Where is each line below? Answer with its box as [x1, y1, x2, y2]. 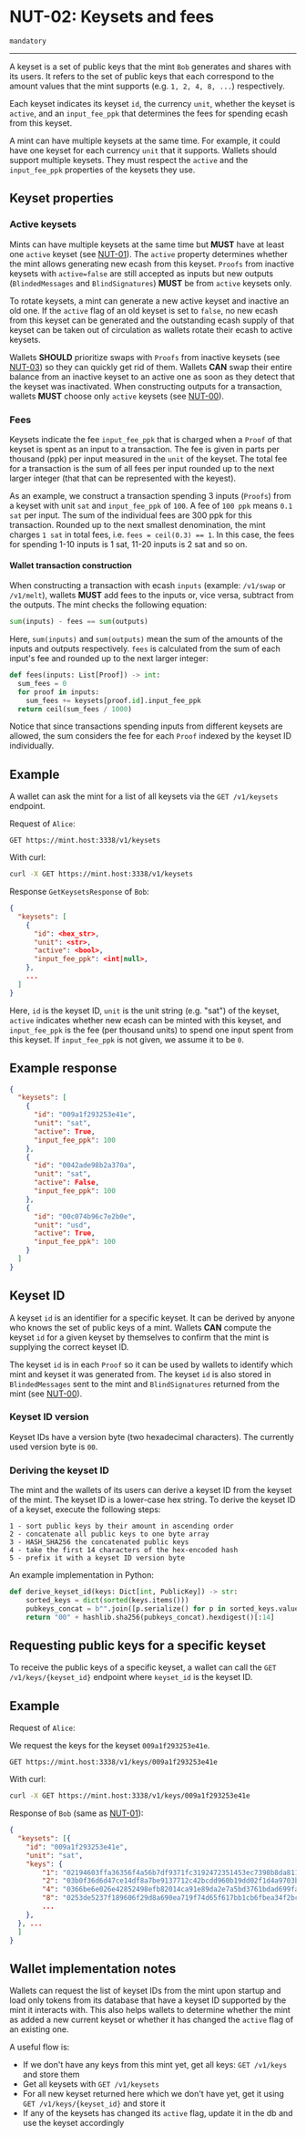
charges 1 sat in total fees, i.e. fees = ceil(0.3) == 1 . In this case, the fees [9, 529, 295, 540]
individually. [9, 741, 55, 752]
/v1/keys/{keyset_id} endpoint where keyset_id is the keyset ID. [9, 1672, 253, 1683]
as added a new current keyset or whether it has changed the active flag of [9, 2014, 294, 2026]
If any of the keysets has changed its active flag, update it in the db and [22, 2108, 293, 2119]
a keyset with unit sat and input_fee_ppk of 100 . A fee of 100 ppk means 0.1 [9, 500, 293, 511]
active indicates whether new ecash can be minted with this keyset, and [9, 1014, 281, 1025]
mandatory [9, 36, 47, 46]
